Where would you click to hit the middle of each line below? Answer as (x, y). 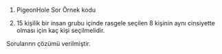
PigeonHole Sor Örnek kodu (56, 10)
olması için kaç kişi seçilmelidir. (60, 30)
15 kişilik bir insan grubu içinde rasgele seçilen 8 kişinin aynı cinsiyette (116, 23)
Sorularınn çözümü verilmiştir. (48, 43)
